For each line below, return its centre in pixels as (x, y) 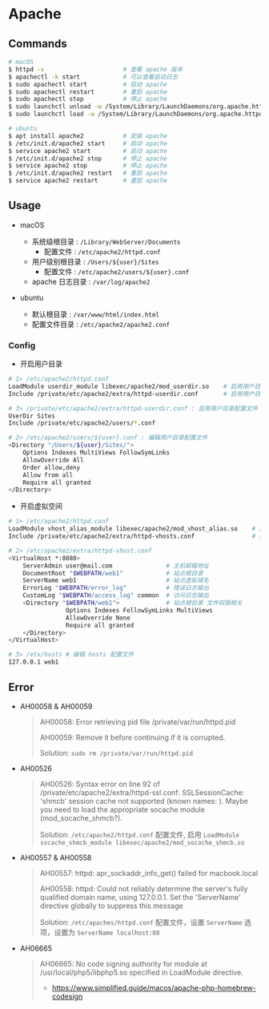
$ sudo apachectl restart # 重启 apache (88, 92)
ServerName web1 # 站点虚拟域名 (116, 581)
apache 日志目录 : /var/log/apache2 (91, 281)
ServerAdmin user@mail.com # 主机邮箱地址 (116, 566)
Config (22, 345)
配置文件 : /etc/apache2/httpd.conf (102, 251)
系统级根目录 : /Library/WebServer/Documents (106, 241)
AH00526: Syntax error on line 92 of (100, 784)
